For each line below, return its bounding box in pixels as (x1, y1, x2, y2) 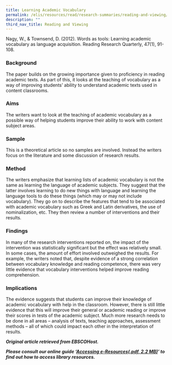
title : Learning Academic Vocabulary (6, 7, 86, 13)
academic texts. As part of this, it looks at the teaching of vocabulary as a (6, 76, 161, 82)
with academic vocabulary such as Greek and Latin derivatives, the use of (6, 204, 161, 210)
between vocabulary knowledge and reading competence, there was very (6, 261, 161, 267)
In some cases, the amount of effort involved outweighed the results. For (6, 250, 159, 256)
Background (6, 59, 37, 66)
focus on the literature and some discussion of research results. (6, 152, 140, 158)
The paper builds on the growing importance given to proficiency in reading (6, 71, 165, 77)
